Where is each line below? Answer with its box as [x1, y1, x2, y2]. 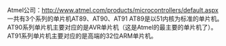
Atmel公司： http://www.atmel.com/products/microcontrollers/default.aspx [7, 6, 219, 14]
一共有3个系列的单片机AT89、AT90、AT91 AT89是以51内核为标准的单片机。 [7, 14, 223, 23]
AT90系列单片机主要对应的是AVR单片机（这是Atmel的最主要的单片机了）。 [7, 23, 218, 31]
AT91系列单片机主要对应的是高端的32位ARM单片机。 [7, 32, 158, 40]
